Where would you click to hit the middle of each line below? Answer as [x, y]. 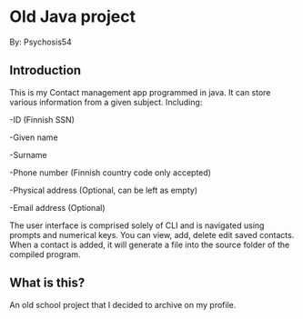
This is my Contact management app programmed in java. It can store [140, 92]
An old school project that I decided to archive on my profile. [123, 304]
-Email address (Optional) [57, 207]
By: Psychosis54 [41, 42]
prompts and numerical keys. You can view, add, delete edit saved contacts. [152, 234]
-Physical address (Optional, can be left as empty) [104, 190]
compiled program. [45, 254]
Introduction [45, 70]
